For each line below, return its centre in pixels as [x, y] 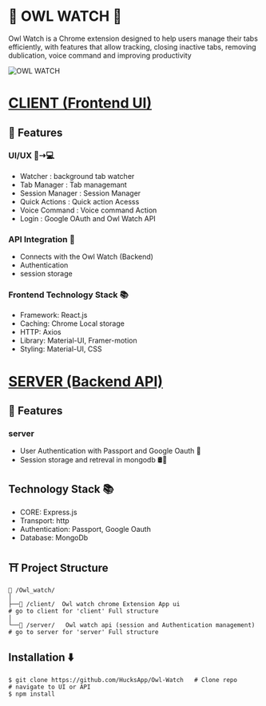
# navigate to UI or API [50, 687]
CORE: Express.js [48, 512]
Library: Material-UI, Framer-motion [78, 341]
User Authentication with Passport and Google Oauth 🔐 [110, 451]
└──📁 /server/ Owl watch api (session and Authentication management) [132, 625]
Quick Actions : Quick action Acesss [79, 201]
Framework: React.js [54, 315]
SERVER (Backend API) [86, 381]
